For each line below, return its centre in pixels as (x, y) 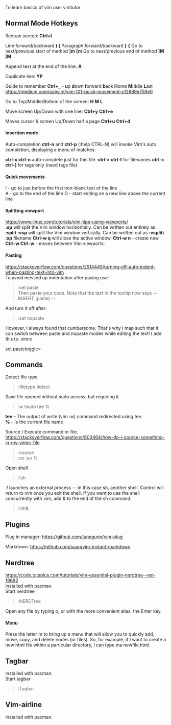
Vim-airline (24, 705)
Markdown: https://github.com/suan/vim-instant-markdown (68, 547)
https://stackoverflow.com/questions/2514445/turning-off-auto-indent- (80, 267)
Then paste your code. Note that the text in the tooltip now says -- (87, 293)
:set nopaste (31, 318)
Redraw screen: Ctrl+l (29, 36)
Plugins (18, 525)
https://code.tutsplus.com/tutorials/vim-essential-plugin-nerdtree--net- (81, 575)
